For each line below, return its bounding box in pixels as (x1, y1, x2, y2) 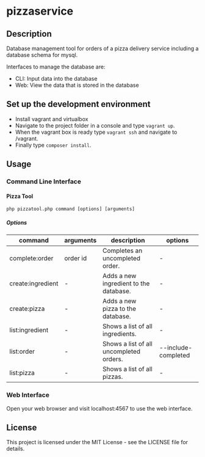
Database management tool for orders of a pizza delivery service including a (6, 45, 199, 52)
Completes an (103, 246, 143, 255)
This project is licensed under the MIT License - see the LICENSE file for (6, 439, 188, 446)
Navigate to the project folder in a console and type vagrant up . (15, 122, 175, 129)
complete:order (9, 254, 54, 263)
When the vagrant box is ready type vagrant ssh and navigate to (15, 128, 178, 136)
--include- (159, 343, 193, 352)
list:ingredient (9, 326, 49, 334)
